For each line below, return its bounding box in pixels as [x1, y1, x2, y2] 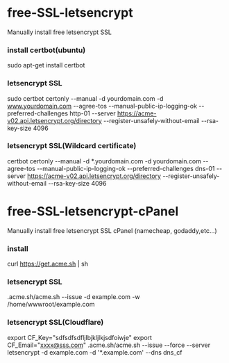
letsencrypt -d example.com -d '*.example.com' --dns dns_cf [7, 348, 183, 356]
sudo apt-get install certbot [7, 61, 85, 70]
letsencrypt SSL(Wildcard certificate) [7, 141, 137, 151]
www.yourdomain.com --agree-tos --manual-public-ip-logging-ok [7, 102, 198, 110]
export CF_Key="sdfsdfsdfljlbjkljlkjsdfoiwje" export [7, 333, 153, 341]
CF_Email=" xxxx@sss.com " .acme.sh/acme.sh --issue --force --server [7, 341, 210, 349]
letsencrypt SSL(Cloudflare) [7, 318, 104, 328]
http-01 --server [69, 109, 116, 118]
